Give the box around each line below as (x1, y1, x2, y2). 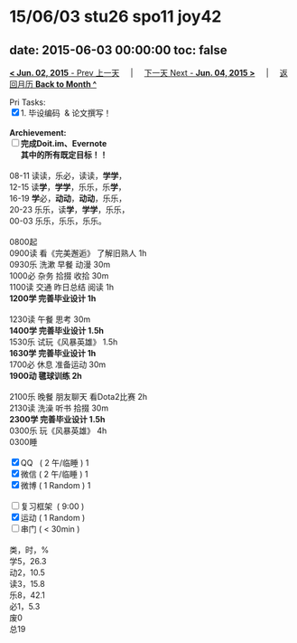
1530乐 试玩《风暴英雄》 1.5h (9, 336, 118, 347)
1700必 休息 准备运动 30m (9, 359, 107, 370)
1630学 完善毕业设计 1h (9, 348, 97, 358)
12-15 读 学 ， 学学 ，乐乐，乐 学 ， (9, 182, 126, 192)
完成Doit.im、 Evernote (21, 138, 107, 148)
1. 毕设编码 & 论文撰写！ (21, 108, 112, 118)
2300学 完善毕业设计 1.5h (9, 414, 106, 424)
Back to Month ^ (34, 79, 97, 90)
